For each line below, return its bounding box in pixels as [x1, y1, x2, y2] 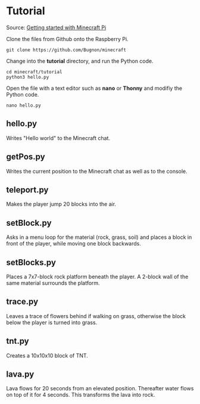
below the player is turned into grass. [6, 319, 98, 326]
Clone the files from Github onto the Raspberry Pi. [6, 35, 129, 42]
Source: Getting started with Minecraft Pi [6, 24, 107, 31]
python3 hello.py [6, 74, 49, 80]
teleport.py [6, 185, 49, 195]
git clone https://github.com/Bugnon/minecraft [6, 46, 127, 53]
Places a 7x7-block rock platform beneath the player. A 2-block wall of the [6, 273, 189, 280]
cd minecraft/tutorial [6, 69, 62, 75]
